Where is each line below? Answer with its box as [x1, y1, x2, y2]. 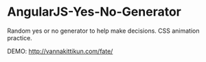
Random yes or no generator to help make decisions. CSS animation [7, 27, 200, 35]
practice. [7, 33, 32, 42]
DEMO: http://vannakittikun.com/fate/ [7, 47, 113, 55]
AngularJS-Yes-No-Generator [7, 4, 182, 20]
